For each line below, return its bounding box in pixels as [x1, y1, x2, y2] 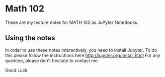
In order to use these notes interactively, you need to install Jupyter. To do [5, 47, 158, 53]
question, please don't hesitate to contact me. [5, 58, 99, 64]
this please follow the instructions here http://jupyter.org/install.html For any [5, 52, 161, 58]
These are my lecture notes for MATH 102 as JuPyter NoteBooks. [5, 19, 139, 25]
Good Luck [5, 67, 28, 73]
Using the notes [5, 34, 56, 42]
